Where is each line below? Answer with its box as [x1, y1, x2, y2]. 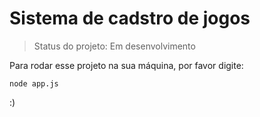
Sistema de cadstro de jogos [9, 7, 251, 30]
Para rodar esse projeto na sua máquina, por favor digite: [9, 59, 244, 71]
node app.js [9, 78, 59, 89]
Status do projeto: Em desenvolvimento [33, 40, 196, 52]
